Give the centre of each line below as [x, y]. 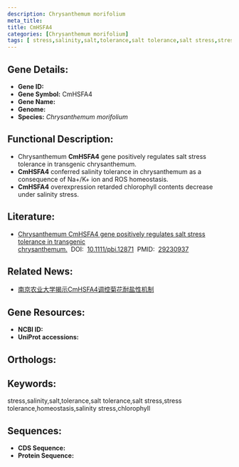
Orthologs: [32, 360]
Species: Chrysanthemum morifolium [73, 117]
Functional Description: [60, 139]
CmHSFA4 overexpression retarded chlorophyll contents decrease [115, 187]
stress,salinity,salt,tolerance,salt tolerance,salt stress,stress [95, 401]
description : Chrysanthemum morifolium [67, 14]
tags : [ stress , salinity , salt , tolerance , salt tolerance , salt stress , [113, 41]
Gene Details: [38, 70]
